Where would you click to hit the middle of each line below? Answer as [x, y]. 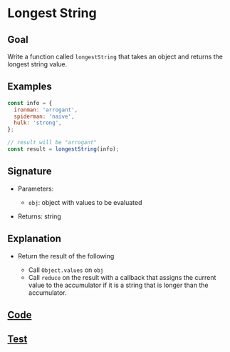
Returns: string [40, 216]
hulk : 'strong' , [38, 123]
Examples [30, 87]
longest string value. [37, 64]
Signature [30, 172]
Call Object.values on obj [66, 270]
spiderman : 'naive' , [44, 116]
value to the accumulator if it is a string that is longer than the [118, 285]
